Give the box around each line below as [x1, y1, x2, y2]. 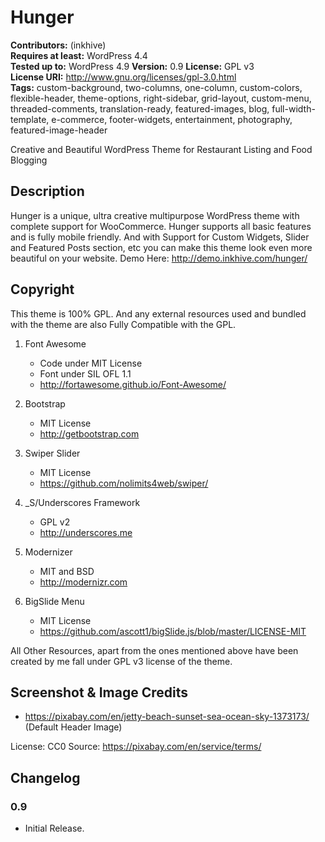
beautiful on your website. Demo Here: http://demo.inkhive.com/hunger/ [10, 252, 308, 264]
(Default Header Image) [24, 721, 123, 733]
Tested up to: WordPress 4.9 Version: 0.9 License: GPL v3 [10, 60, 255, 72]
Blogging [10, 154, 48, 166]
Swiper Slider [24, 447, 81, 459]
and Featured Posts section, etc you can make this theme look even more [10, 241, 313, 253]
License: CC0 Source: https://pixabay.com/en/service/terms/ [10, 741, 262, 753]
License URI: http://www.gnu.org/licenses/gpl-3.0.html [10, 71, 237, 83]
